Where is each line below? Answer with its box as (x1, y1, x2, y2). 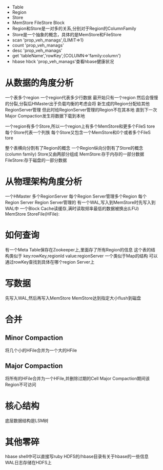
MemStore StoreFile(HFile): (5, 211, 60, 217)
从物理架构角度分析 (5, 176, 82, 187)
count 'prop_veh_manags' (12, 43, 64, 48)
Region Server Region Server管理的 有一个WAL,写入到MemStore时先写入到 (5, 199, 156, 205)
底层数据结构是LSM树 (5, 418, 49, 424)
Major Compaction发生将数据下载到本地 (5, 112, 85, 119)
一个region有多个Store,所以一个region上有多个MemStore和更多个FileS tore (5, 123, 155, 129)
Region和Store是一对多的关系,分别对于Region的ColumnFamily (12, 25, 137, 31)
